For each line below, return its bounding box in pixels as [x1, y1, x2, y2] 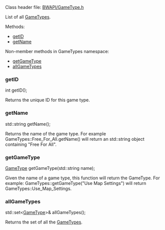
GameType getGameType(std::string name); [5, 165, 95, 171]
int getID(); [5, 87, 27, 93]
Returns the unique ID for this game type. [5, 97, 90, 103]
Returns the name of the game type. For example [5, 130, 106, 137]
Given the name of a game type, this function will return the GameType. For [5, 175, 160, 181]
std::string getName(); [5, 121, 51, 127]
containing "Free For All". [5, 141, 56, 147]
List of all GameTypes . [5, 14, 51, 20]
